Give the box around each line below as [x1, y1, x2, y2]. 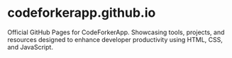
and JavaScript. [7, 43, 53, 51]
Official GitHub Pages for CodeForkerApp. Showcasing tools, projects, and [7, 28, 225, 36]
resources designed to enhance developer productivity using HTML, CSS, [7, 35, 223, 43]
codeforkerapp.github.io [7, 5, 156, 21]
